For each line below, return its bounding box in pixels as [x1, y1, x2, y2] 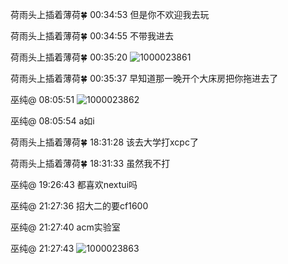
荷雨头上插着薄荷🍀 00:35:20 [10, 51, 128, 63]
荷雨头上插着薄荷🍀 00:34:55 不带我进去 [10, 30, 175, 42]
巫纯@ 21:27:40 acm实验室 [10, 221, 121, 233]
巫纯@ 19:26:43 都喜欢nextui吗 [10, 179, 138, 190]
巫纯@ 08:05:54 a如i [10, 115, 95, 127]
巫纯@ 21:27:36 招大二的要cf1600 [10, 200, 149, 212]
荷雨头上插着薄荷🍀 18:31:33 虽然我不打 [10, 158, 171, 169]
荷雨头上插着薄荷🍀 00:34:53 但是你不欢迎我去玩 [10, 9, 210, 20]
